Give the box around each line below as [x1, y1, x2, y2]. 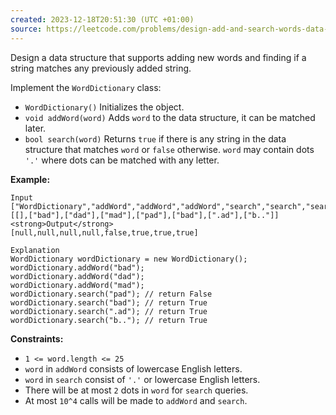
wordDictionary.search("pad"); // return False [10, 289, 213, 299]
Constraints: [10, 332, 64, 345]
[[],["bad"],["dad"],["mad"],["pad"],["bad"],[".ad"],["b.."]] [10, 210, 280, 220]
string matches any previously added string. [10, 62, 192, 74]
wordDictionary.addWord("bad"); [10, 262, 145, 273]
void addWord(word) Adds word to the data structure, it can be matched [24, 111, 316, 123]
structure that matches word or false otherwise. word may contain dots [24, 143, 315, 155]
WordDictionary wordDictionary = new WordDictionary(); [10, 254, 248, 264]
